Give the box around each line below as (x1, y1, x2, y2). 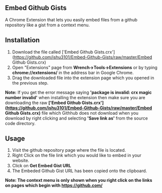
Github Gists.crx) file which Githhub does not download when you (5, 110, 139, 116)
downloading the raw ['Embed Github (5, 100, 81, 105)
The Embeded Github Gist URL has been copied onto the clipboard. (12, 168, 147, 174)
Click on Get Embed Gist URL (12, 163, 72, 169)
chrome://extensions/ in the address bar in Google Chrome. (12, 70, 134, 75)
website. (12, 158, 30, 163)
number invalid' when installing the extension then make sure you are (5, 94, 145, 100)
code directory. (5, 120, 36, 126)
